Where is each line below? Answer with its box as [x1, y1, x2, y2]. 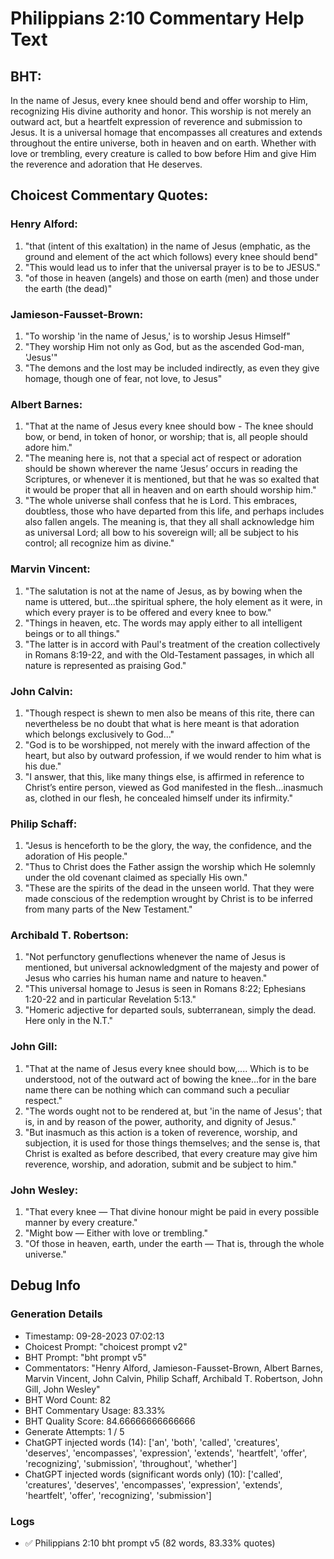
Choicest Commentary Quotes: [10, 187, 209, 204]
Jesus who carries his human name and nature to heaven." [24, 972, 268, 984]
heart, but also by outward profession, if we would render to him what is [24, 749, 322, 761]
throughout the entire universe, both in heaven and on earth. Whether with [10, 137, 317, 149]
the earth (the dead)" [24, 282, 113, 294]
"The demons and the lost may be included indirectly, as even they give [24, 362, 320, 374]
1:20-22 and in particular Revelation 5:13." [24, 993, 197, 1006]
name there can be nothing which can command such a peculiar [24, 1083, 290, 1096]
